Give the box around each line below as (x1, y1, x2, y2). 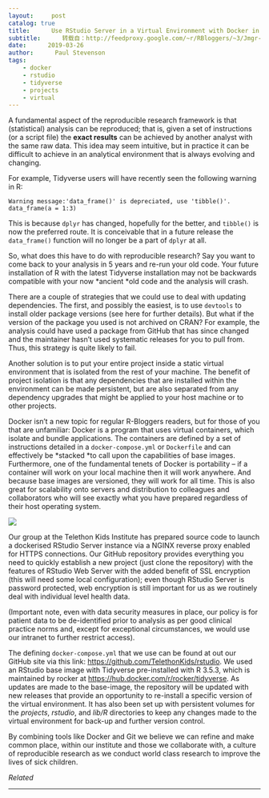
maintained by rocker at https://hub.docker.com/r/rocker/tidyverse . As (8, 674, 240, 684)
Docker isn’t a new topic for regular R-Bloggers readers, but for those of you (8, 417, 260, 427)
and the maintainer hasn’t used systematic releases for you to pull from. (8, 335, 245, 344)
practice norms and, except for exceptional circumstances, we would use (8, 624, 251, 634)
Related (8, 773, 34, 783)
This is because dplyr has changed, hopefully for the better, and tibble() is (8, 219, 259, 228)
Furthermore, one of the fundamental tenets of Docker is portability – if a (8, 459, 248, 469)
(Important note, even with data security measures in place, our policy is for (8, 608, 259, 617)
